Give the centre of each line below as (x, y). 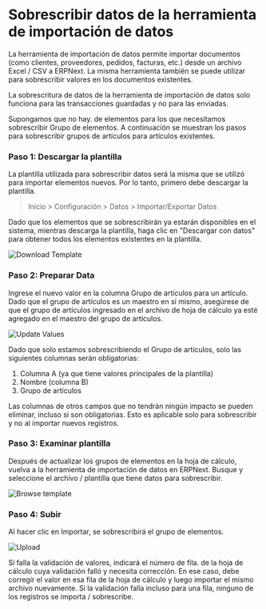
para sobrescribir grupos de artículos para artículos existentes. (112, 136)
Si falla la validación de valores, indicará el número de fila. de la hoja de (126, 563)
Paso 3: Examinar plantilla (60, 443)
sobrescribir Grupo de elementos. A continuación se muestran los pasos (127, 127)
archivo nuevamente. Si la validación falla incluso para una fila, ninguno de (131, 588)
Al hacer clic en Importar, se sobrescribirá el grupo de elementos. (116, 532)
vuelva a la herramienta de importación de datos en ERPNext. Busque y (126, 469)
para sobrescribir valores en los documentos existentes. (101, 79)
